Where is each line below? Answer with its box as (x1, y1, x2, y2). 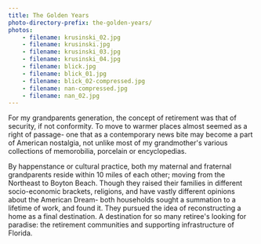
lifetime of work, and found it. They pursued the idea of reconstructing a (8, 203, 241, 213)
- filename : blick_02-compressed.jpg (22, 77, 146, 85)
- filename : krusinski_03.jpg (22, 48, 121, 56)
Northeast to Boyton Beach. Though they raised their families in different (8, 178, 243, 188)
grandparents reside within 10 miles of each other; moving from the (8, 170, 226, 180)
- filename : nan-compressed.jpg (22, 84, 128, 93)
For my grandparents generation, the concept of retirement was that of (8, 113, 237, 122)
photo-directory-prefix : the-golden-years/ (8, 19, 153, 27)
